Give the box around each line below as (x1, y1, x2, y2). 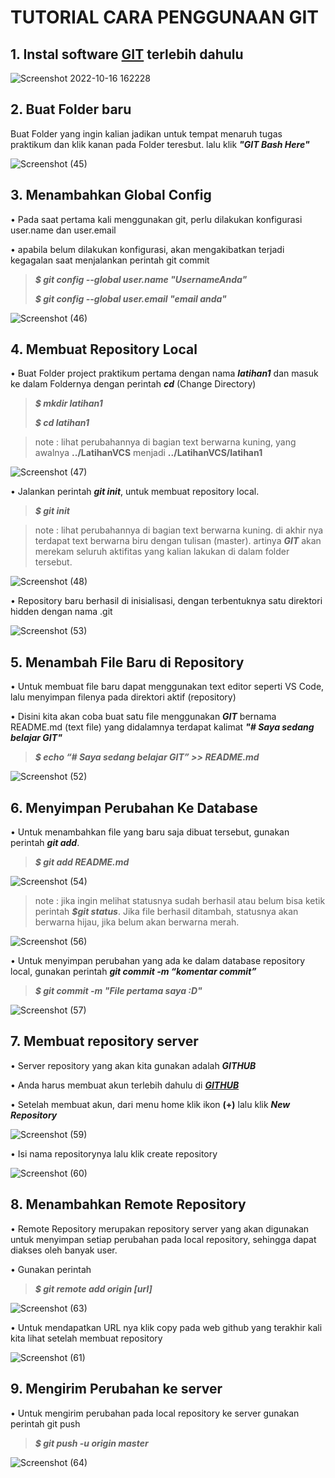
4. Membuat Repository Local (10, 341, 198, 358)
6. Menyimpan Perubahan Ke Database (10, 799, 258, 816)
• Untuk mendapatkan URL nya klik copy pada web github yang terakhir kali (10, 1321, 323, 1333)
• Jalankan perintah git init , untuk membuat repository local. (10, 486, 260, 498)
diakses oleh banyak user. (10, 1244, 118, 1256)
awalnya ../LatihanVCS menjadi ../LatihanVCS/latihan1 (34, 447, 263, 459)
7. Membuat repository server (10, 1033, 199, 1050)
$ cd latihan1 (34, 417, 90, 429)
